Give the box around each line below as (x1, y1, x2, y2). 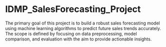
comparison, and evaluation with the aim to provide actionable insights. (5, 36, 152, 42)
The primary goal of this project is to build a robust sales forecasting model (5, 20, 160, 26)
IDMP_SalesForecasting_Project (5, 3, 141, 15)
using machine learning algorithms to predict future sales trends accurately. (5, 25, 161, 31)
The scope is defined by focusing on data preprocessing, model (5, 30, 137, 36)
